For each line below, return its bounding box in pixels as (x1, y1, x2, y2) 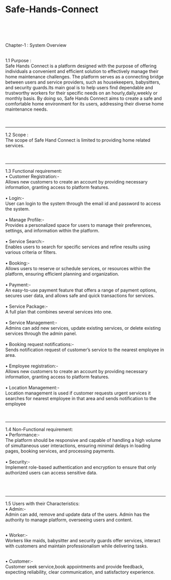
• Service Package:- (5, 303, 48, 309)
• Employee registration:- (5, 363, 59, 369)
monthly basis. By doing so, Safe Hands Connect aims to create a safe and (5, 95, 162, 101)
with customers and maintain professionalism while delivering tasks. (5, 543, 149, 549)
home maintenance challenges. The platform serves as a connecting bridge (5, 73, 164, 80)
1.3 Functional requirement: (5, 168, 63, 174)
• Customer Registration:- (5, 173, 60, 179)
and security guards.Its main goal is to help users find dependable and (5, 84, 154, 90)
